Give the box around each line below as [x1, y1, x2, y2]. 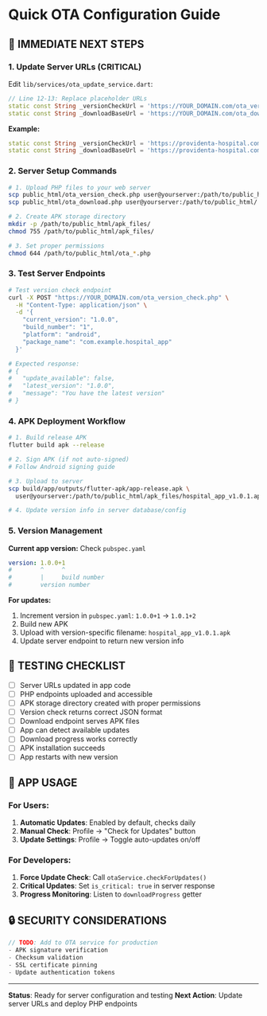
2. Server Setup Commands [8, 166, 118, 177]
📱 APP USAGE [8, 776, 78, 789]
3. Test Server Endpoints [8, 268, 106, 279]
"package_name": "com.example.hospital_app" [22, 338, 172, 346]
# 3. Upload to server [8, 477, 83, 485]
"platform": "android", [22, 330, 102, 339]
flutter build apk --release [8, 441, 105, 449]
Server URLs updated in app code [19, 680, 131, 690]
